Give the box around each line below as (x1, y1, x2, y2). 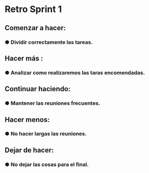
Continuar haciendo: (5, 84, 71, 94)
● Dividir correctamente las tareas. (5, 39, 93, 46)
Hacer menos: (5, 115, 50, 124)
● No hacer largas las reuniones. (5, 130, 87, 137)
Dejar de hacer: (5, 146, 54, 154)
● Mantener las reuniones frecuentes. (5, 100, 101, 107)
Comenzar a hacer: (5, 24, 66, 32)
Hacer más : (5, 54, 43, 62)
